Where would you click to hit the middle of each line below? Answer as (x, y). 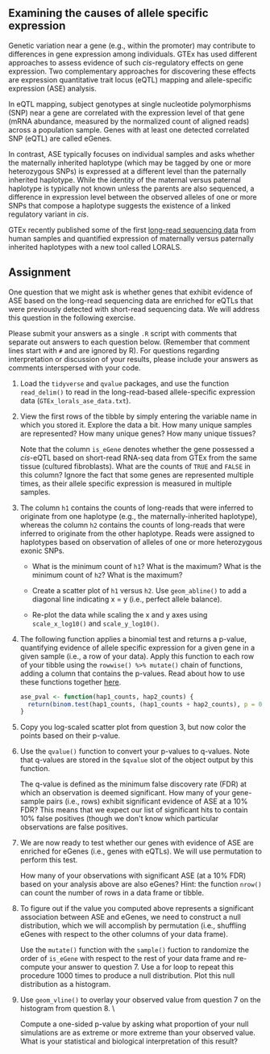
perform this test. (49, 860)
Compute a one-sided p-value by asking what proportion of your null (134, 1024)
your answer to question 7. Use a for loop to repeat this (142, 967)
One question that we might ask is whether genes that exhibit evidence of (131, 292)
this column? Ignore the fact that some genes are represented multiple (137, 474)
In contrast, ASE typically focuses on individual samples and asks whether (132, 154)
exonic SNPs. (42, 550)
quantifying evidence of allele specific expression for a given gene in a (137, 647)
